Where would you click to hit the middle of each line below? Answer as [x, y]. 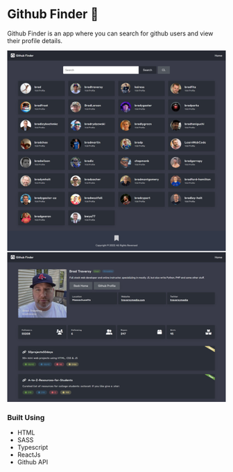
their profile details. [35, 40]
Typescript [33, 448]
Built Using [26, 418]
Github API [33, 462]
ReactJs [29, 455]
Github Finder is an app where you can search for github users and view [110, 33]
